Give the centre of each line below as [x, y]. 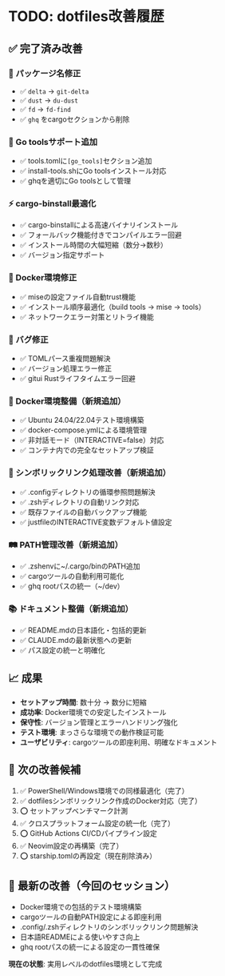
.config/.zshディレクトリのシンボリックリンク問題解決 [109, 926]
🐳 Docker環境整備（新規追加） [67, 401]
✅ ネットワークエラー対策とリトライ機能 [87, 316]
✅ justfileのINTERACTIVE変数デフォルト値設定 [96, 522]
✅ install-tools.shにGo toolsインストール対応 [93, 171]
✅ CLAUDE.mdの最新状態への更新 [75, 641]
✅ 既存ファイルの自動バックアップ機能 [83, 512]
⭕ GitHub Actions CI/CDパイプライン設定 [88, 833]
